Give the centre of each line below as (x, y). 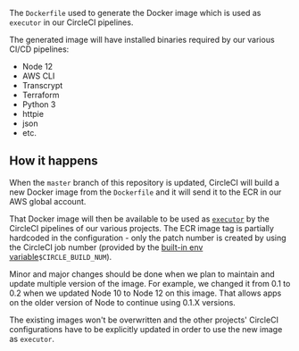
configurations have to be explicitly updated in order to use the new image (146, 329)
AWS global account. (48, 201)
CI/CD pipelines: (39, 49)
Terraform (41, 95)
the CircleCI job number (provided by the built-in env (106, 247)
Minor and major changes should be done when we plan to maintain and (142, 274)
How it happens (54, 161)
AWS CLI (38, 76)
